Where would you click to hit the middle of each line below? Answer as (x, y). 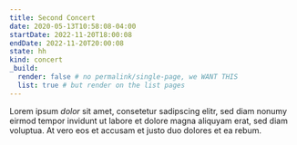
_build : (24, 69)
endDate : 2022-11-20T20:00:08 (67, 43)
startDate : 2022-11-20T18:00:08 (71, 34)
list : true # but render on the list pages (101, 85)
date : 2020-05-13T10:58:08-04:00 (73, 26)
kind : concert (36, 60)
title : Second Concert (52, 18)
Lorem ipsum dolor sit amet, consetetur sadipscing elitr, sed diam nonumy (148, 111)
